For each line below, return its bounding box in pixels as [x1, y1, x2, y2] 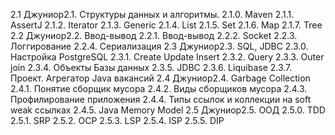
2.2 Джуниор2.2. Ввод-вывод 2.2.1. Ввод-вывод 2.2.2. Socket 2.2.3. [10, 30, 298, 41]
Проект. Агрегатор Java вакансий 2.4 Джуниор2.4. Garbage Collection [10, 72, 311, 84]
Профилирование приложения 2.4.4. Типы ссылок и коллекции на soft [10, 94, 312, 105]
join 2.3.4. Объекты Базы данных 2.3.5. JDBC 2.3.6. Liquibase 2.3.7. [10, 62, 293, 73]
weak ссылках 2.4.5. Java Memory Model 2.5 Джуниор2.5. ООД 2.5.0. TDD [10, 104, 326, 116]
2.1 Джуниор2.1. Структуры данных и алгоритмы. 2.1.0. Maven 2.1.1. [10, 9, 295, 20]
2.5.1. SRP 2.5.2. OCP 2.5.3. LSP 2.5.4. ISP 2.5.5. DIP [10, 115, 225, 126]
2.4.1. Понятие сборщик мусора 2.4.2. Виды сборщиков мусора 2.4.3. [10, 83, 308, 94]
